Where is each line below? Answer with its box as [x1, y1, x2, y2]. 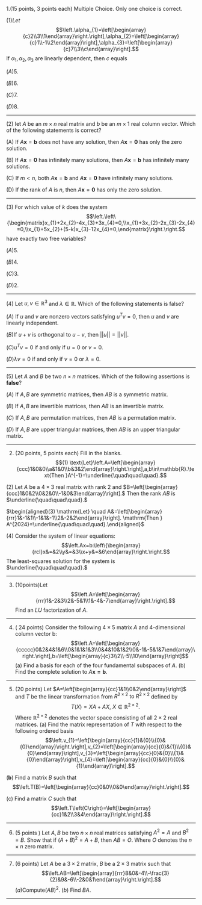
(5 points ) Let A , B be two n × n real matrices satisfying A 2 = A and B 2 [14, 828, 189, 836]
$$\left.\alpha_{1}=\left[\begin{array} [55, 26, 147, 33]
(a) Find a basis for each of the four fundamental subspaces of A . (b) [14, 662, 186, 669]
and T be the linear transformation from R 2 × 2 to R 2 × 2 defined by [14, 692, 178, 700]
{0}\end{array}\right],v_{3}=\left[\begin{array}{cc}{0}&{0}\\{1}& [26, 749, 185, 756]
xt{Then [44, 471, 64, 479]
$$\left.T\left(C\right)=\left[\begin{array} [50, 804, 151, 812]
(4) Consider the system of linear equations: [6, 532, 116, 540]
